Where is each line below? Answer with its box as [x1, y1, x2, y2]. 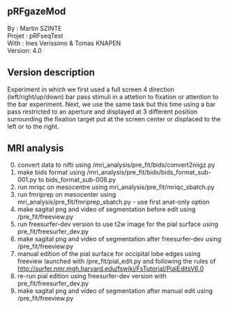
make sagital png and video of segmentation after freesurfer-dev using [17, 235, 222, 243]
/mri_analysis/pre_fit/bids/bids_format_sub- [86, 168, 211, 176]
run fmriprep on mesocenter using [17, 190, 116, 199]
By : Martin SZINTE [7, 24, 62, 32]
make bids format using [17, 168, 86, 176]
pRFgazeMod [7, 6, 66, 17]
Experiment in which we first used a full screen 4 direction [7, 85, 174, 93]
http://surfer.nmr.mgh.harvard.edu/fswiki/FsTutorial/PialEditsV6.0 [17, 264, 204, 273]
